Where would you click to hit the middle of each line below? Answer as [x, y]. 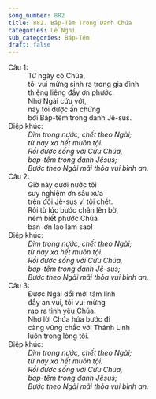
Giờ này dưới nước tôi [62, 185]
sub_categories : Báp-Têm [49, 38]
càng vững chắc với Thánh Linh [79, 328]
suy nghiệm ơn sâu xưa [66, 194]
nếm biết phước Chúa [63, 219]
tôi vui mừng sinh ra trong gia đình [84, 85]
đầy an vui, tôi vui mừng [67, 303]
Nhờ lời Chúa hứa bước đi [69, 319]
